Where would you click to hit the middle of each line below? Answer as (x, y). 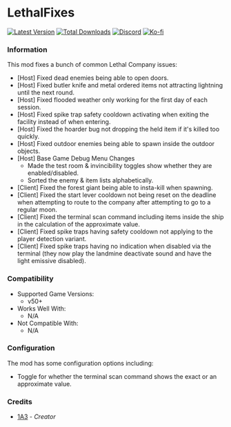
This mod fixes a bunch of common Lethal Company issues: (92, 65)
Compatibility (30, 279)
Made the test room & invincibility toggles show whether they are (120, 166)
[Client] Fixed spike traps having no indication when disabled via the (114, 247)
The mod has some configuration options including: (80, 363)
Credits (20, 402)
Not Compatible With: (48, 323)
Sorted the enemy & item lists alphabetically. (90, 180)
